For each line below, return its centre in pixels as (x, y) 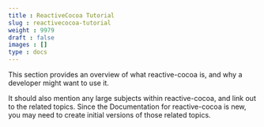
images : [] (28, 45)
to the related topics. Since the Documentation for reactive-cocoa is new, (127, 106)
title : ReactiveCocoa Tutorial (61, 15)
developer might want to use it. (58, 83)
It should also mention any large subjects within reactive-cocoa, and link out (132, 98)
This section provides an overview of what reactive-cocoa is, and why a (125, 75)
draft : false (32, 37)
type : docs (28, 52)
